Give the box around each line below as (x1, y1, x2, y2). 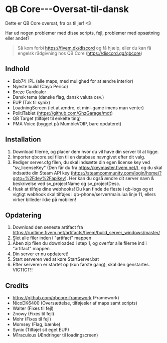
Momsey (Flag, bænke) (12, 321, 61, 327)
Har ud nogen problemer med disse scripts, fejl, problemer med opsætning (5, 30, 160, 36)
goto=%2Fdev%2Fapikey (12, 175, 65, 181)
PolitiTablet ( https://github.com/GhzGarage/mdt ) (12, 110, 113, 116)
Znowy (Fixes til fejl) (12, 311, 54, 317)
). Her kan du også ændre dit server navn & (65, 175, 154, 181)
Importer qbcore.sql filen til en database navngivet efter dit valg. (12, 154, 145, 160)
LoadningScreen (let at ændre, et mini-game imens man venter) (12, 104, 144, 111)
